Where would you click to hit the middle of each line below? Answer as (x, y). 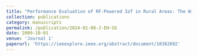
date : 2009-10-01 (27, 33)
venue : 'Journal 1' (30, 38)
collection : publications (38, 17)
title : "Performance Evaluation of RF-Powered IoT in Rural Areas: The (96, 11)
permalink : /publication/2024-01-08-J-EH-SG (62, 28)
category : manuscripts (34, 22)
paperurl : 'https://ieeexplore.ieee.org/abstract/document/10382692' (93, 44)
